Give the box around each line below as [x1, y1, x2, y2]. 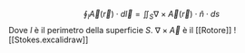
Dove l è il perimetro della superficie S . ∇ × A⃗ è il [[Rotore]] [8, 24, 232, 35]
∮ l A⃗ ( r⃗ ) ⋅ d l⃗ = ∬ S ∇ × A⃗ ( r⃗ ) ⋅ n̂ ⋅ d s [83, 9, 220, 22]
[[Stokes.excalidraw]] [8, 34, 89, 45]
